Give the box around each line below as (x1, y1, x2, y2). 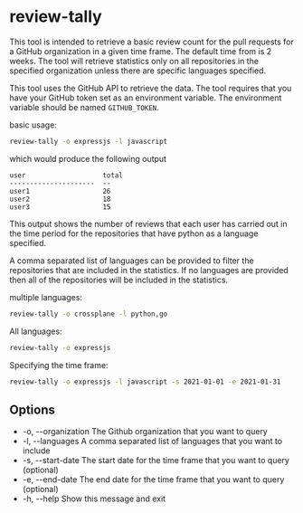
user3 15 (9, 202, 111, 212)
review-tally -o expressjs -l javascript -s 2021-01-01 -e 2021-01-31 (9, 377, 281, 386)
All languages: (9, 326, 62, 337)
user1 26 (9, 186, 111, 195)
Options (9, 402, 56, 417)
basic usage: (9, 119, 57, 130)
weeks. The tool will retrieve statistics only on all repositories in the (9, 55, 260, 66)
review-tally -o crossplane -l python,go (9, 309, 168, 318)
